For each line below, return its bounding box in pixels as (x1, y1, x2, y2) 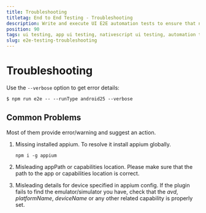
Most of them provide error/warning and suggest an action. (6, 129, 156, 136)
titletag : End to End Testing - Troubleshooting (6, 15, 133, 21)
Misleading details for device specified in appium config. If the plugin (15, 181, 190, 189)
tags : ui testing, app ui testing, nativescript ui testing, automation (6, 32, 196, 38)
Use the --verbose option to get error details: (6, 84, 120, 91)
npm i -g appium (15, 152, 57, 159)
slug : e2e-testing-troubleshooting (6, 37, 97, 43)
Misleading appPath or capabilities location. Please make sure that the (15, 163, 193, 170)
